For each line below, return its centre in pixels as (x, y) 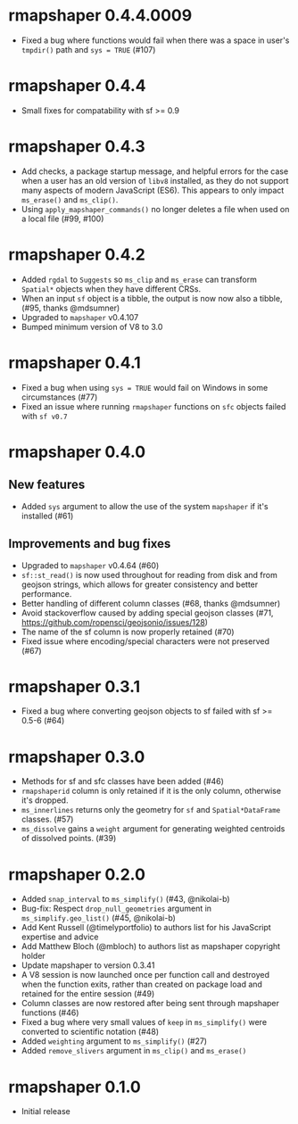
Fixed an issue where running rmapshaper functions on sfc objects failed (153, 406)
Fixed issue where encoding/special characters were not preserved (145, 641)
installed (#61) (47, 516)
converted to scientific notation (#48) (90, 1032)
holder (33, 956)
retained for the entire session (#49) (88, 994)
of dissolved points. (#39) (69, 839)
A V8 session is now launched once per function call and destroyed (145, 975)
